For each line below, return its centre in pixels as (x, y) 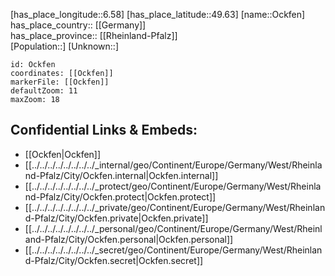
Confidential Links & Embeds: (104, 130)
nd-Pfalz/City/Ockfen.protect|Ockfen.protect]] (120, 196)
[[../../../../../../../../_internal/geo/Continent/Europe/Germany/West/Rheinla (173, 165)
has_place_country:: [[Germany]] (78, 25)
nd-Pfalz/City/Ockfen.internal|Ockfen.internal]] (121, 175)
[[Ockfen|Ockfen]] (63, 154)
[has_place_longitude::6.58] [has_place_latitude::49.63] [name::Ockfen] (158, 14)
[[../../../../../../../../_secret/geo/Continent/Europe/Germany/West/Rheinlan (173, 250)
